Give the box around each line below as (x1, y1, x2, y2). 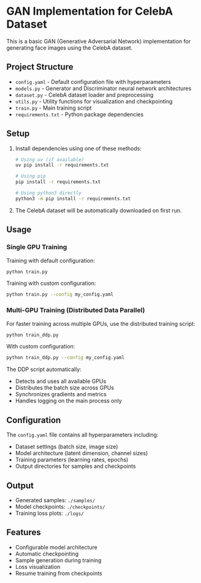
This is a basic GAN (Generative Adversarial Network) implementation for (6, 37, 191, 45)
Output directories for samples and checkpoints (15, 462, 136, 470)
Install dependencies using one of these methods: (15, 145, 142, 152)
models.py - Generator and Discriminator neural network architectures (15, 85, 192, 92)
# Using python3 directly (15, 190, 82, 197)
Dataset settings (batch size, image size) (15, 443, 118, 451)
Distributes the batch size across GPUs (15, 384, 115, 391)
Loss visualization (15, 563, 61, 570)
